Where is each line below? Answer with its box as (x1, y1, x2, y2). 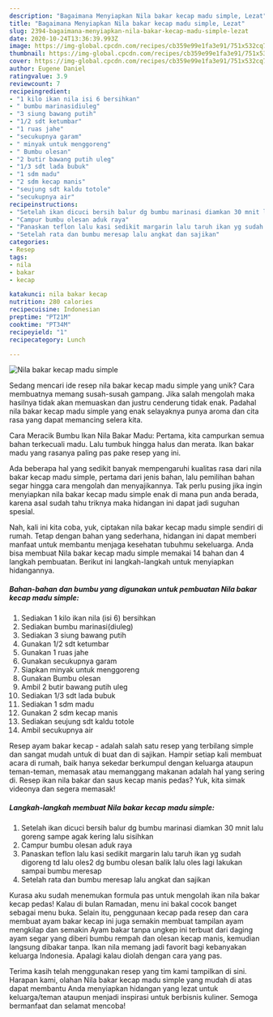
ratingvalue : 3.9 (9, 72, 68, 80)
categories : (9, 238, 49, 247)
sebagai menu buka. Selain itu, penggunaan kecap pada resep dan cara (9, 908, 250, 917)
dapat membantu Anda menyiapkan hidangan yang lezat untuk (9, 984, 219, 993)
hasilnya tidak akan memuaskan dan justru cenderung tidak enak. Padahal (9, 398, 257, 408)
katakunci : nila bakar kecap (9, 290, 108, 298)
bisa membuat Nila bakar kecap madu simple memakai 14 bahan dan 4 (9, 548, 245, 558)
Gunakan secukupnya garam (20, 656, 117, 666)
